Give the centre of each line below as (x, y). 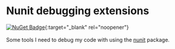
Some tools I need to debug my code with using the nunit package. (88, 40)
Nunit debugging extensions (78, 11)
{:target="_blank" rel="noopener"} (87, 27)
